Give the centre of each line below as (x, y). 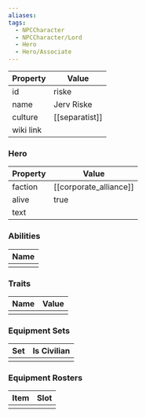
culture (25, 117)
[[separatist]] (78, 117)
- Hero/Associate (44, 52)
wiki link (27, 130)
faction (25, 187)
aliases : (22, 15)
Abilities (24, 236)
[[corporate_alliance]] (94, 187)
